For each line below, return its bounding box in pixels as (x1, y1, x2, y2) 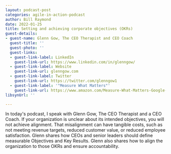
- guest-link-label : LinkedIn (10, 54, 74, 60)
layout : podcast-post (5, 7, 51, 13)
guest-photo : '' (10, 45, 44, 50)
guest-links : (10, 50, 38, 55)
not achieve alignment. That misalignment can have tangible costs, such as (5, 121, 163, 128)
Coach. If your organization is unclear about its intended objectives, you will (5, 116, 164, 122)
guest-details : (5, 31, 38, 36)
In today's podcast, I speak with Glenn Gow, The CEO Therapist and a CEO (5, 111, 162, 117)
